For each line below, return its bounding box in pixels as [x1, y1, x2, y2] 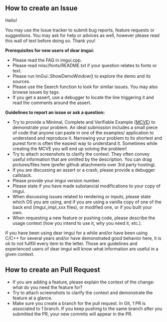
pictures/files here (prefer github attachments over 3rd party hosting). [12, 161, 156, 167]
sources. [12, 78, 31, 84]
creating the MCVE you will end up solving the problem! [12, 145, 127, 152]
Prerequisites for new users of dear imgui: [5, 47, 95, 53]
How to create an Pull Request [5, 265, 101, 274]
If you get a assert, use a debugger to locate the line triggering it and [12, 94, 154, 100]
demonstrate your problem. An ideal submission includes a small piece [12, 124, 158, 130]
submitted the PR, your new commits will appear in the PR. [12, 310, 133, 317]
